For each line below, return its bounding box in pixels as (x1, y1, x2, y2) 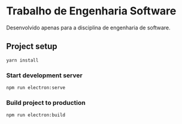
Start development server (6, 71, 83, 79)
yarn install (6, 57, 39, 63)
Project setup (6, 41, 58, 52)
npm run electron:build (6, 112, 66, 118)
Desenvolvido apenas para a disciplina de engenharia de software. (6, 24, 171, 31)
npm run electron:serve (6, 85, 66, 91)
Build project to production (6, 98, 86, 107)
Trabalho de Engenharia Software (6, 4, 177, 18)
